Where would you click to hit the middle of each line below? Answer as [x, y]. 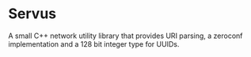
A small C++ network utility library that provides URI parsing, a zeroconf [125, 36]
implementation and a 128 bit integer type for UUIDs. [94, 44]
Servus [32, 14]
